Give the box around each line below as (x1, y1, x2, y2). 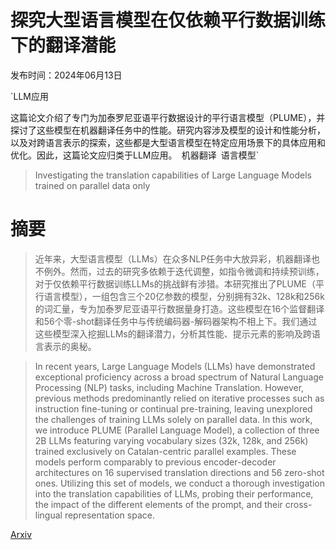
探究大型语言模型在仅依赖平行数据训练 (10, 9, 327, 32)
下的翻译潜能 (10, 34, 117, 57)
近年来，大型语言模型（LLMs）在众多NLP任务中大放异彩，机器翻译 (34, 252, 312, 265)
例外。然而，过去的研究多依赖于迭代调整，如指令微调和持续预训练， (43, 265, 325, 277)
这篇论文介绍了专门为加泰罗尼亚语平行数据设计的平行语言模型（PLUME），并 (10, 111, 326, 123)
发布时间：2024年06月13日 (10, 69, 123, 81)
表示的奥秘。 (43, 340, 97, 352)
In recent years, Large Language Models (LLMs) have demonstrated (34, 360, 316, 372)
